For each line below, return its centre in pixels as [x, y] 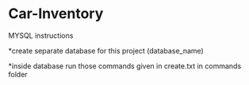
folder [18, 74]
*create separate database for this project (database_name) [106, 50]
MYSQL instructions [41, 35]
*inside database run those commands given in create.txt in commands [125, 66]
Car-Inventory [56, 14]
